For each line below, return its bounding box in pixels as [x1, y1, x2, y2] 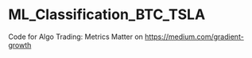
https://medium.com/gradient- [144, 32, 244, 41]
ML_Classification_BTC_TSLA [8, 6, 206, 24]
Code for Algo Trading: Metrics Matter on [8, 32, 143, 41]
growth [8, 40, 32, 49]
